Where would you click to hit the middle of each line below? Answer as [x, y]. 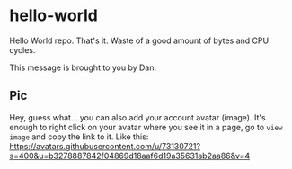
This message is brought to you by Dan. [83, 67]
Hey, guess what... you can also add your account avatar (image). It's [138, 117]
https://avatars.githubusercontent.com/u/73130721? [105, 146]
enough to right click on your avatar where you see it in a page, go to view [146, 127]
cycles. [22, 49]
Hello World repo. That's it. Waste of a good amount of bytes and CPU [139, 40]
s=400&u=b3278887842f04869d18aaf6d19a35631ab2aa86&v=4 [129, 156]
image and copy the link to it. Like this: [79, 137]
